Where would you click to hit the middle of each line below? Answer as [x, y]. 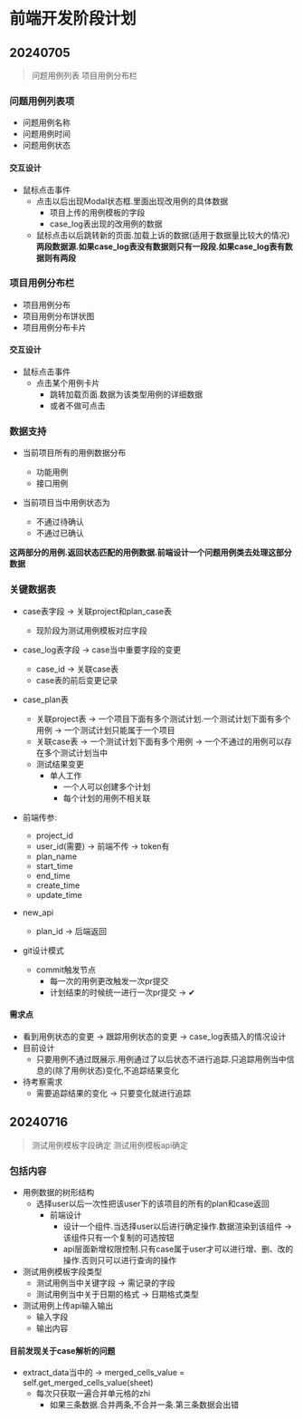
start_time [55, 865]
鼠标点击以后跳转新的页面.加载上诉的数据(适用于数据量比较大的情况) [163, 235]
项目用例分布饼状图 [58, 316]
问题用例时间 [46, 134]
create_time [58, 885]
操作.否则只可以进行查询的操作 [120, 1260]
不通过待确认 [60, 522]
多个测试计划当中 [76, 752]
